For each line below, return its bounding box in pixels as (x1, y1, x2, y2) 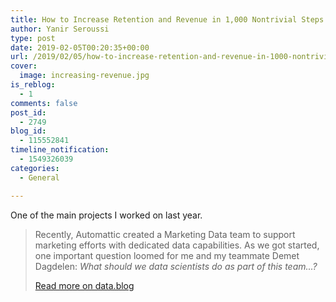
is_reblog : (10, 80, 56, 90)
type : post (10, 33, 56, 43)
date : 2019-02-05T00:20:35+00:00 (10, 42, 150, 53)
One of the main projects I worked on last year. (10, 209, 203, 221)
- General (19, 172, 60, 183)
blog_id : (10, 126, 47, 136)
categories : (10, 163, 60, 173)
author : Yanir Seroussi (10, 24, 110, 34)
